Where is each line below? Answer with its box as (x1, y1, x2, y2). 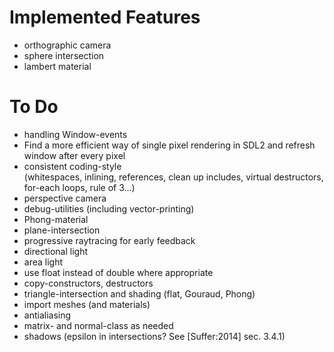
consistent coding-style (23, 160, 122, 172)
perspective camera (23, 192, 107, 204)
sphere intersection (23, 49, 105, 61)
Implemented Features (9, 6, 201, 29)
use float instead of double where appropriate (23, 266, 214, 278)
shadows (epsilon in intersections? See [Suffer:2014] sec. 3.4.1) (23, 330, 286, 342)
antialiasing (23, 309, 72, 321)
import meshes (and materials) (23, 298, 151, 310)
